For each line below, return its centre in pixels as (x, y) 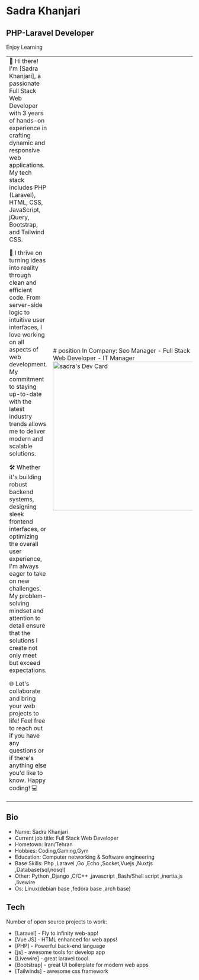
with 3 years (26, 113)
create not (23, 648)
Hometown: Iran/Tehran (44, 844)
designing (23, 507)
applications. (27, 165)
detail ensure (27, 626)
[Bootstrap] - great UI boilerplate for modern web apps (82, 965)
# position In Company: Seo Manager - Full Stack (122, 351)
